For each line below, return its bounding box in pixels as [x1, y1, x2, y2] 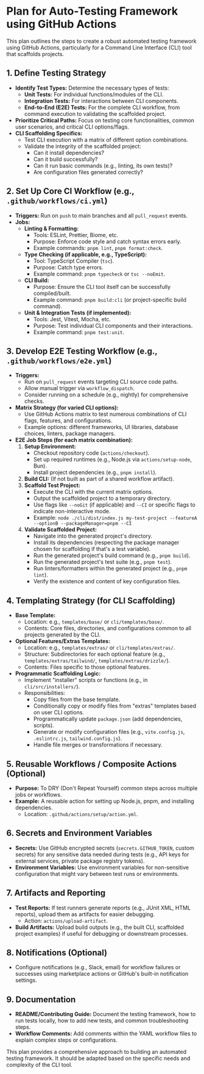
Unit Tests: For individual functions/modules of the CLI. [24, 90, 164, 98]
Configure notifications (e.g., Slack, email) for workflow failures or [15, 964, 181, 971]
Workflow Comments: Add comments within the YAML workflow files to [15, 1030, 197, 1037]
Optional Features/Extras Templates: [15, 638, 111, 645]
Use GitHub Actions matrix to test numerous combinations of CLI [24, 410, 187, 418]
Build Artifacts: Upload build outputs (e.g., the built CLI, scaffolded [15, 923, 185, 931]
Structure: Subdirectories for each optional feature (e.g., [24, 650, 166, 658]
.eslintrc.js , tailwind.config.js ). [33, 734, 122, 742]
